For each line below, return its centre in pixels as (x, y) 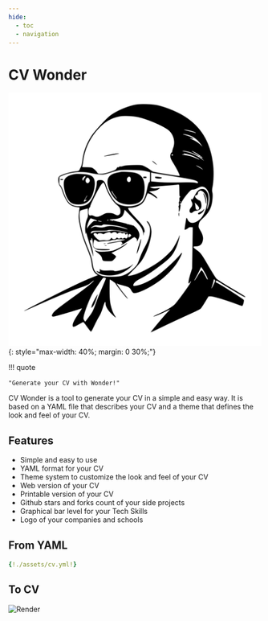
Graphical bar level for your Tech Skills (84, 512)
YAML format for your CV (62, 469)
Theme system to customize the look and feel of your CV (114, 477)
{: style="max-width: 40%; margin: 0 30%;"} (82, 352)
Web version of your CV (59, 486)
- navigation (37, 34)
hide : (17, 17)
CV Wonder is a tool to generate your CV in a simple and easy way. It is (126, 398)
